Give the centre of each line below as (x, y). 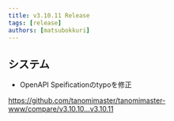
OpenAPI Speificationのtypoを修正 (76, 85)
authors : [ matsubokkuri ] (49, 30)
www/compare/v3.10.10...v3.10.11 (61, 109)
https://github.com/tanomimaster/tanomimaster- (87, 100)
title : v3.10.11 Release (49, 15)
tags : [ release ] (35, 23)
